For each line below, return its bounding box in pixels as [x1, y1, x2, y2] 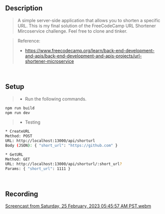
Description [5, 4, 43, 13]
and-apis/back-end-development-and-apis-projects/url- [25, 53, 142, 59]
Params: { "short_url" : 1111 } [5, 166, 71, 171]
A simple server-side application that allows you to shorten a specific [17, 17, 160, 23]
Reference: [17, 38, 41, 44]
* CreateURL [5, 129, 30, 134]
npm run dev [5, 110, 30, 115]
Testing [25, 119, 41, 125]
